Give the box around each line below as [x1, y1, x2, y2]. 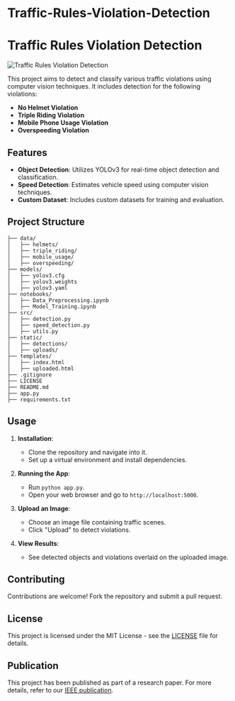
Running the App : [17, 469, 71, 478]
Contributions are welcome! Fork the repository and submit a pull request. [7, 592, 223, 600]
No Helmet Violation [17, 103, 79, 112]
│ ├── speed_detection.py [7, 321, 91, 329]
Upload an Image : [17, 504, 71, 512]
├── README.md [7, 383, 50, 391]
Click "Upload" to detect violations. [28, 525, 131, 534]
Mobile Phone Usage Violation [17, 118, 108, 127]
